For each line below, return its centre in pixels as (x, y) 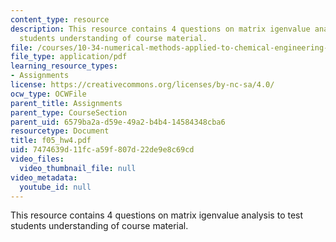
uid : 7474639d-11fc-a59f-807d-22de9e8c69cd (102, 150)
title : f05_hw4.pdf (51, 141)
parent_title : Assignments (66, 103)
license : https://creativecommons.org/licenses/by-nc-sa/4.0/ (142, 85)
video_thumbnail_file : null (78, 168)
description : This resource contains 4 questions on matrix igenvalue (160, 29)
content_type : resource (60, 19)
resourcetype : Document (60, 131)
